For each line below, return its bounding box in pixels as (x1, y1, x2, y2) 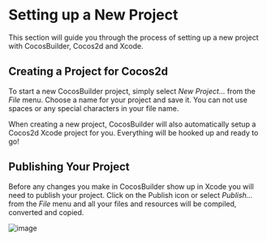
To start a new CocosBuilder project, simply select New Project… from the (8, 86, 256, 96)
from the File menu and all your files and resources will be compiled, (8, 199, 237, 209)
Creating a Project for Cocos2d (8, 65, 169, 79)
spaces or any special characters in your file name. (8, 103, 179, 113)
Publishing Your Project (8, 160, 130, 174)
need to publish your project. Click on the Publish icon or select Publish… (8, 190, 253, 200)
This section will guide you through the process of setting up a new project (8, 32, 259, 42)
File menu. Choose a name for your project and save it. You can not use (8, 95, 248, 105)
